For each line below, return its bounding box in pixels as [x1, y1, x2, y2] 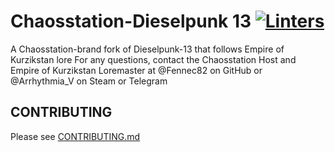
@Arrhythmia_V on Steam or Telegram [10, 75, 168, 87]
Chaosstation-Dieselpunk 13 [10, 10, 252, 33]
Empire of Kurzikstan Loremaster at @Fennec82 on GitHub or [10, 64, 263, 76]
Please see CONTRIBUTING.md [10, 130, 141, 142]
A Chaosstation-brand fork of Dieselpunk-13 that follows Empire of [10, 43, 285, 55]
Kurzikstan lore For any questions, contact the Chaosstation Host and [10, 53, 297, 65]
